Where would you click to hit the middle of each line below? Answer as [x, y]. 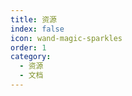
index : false [37, 29]
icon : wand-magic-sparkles [66, 38]
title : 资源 [33, 19]
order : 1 [28, 47]
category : [31, 57]
